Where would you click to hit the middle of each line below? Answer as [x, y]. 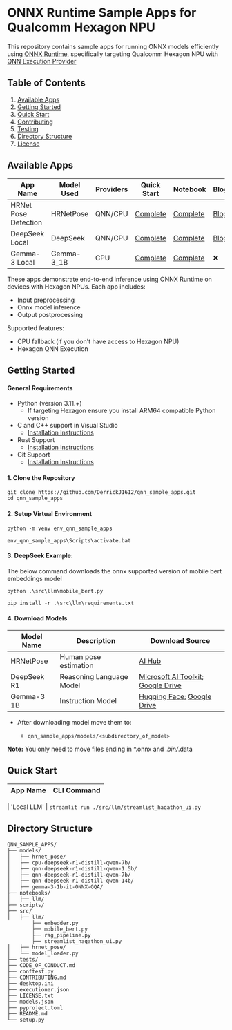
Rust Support [36, 440]
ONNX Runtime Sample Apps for [102, 13]
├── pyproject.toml [35, 1008]
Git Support [33, 455]
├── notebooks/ [29, 893]
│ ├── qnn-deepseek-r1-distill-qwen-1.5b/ [72, 868]
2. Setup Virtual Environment [49, 513]
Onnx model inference [49, 307]
